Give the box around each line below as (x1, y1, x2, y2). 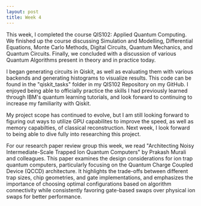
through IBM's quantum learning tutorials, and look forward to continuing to (6, 93, 193, 101)
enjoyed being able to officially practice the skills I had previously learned (6, 87, 188, 94)
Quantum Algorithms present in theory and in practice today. (6, 56, 156, 63)
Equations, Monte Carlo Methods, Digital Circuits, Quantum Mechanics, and (6, 43, 193, 51)
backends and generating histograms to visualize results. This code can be (6, 74, 192, 81)
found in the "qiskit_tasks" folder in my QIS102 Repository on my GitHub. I (6, 80, 189, 87)
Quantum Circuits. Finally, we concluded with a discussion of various (6, 50, 176, 57)
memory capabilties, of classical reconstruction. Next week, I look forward (6, 124, 190, 131)
